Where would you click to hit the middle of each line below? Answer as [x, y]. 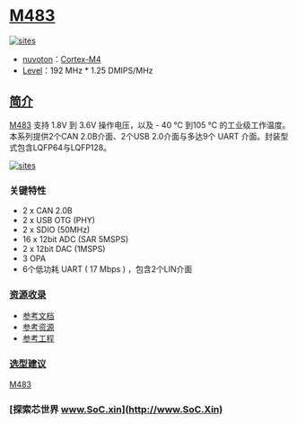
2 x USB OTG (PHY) [59, 221]
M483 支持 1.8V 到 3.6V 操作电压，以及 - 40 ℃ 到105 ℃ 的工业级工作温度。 [150, 125]
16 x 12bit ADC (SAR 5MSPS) [75, 239]
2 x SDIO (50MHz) [56, 230]
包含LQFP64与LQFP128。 [64, 147]
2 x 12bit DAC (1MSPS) [64, 249]
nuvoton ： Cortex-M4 [61, 59]
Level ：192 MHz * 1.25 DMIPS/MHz [88, 70]
